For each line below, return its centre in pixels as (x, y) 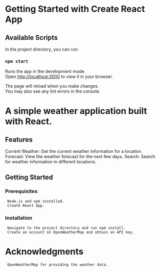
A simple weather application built (76, 111)
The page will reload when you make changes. (52, 86)
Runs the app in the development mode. (45, 72)
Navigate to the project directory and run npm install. (66, 228)
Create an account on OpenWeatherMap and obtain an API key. (71, 232)
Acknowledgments (45, 252)
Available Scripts (31, 37)
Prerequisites (21, 191)
